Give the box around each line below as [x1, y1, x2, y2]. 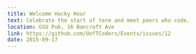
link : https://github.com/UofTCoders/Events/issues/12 [7, 29, 171, 37]
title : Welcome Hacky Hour [7, 10, 86, 18]
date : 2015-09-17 [7, 36, 58, 43]
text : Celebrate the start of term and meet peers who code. [7, 17, 190, 24]
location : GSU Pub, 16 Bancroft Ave [7, 23, 115, 30]
